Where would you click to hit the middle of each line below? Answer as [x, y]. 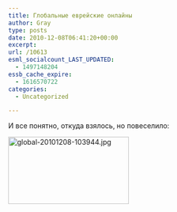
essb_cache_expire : [40, 74]
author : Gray [30, 23]
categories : [28, 89]
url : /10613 [28, 52]
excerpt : [23, 45]
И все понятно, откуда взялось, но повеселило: [89, 126]
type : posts [28, 30]
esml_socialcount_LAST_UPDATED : [61, 60]
